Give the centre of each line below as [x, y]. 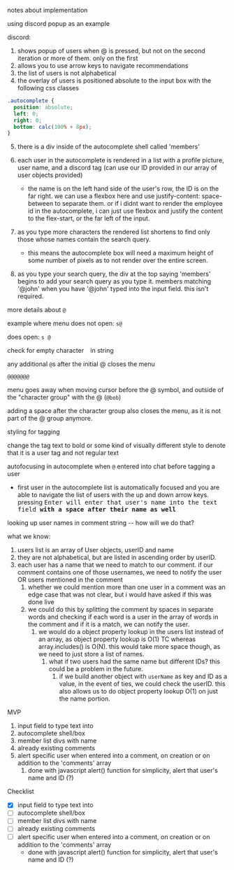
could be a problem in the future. [96, 669]
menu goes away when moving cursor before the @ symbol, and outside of [116, 390]
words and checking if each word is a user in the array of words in [123, 617]
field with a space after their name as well [97, 510]
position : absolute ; [43, 107]
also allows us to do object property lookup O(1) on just [139, 692]
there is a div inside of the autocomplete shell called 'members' [109, 147]
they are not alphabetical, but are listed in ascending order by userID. [117, 557]
